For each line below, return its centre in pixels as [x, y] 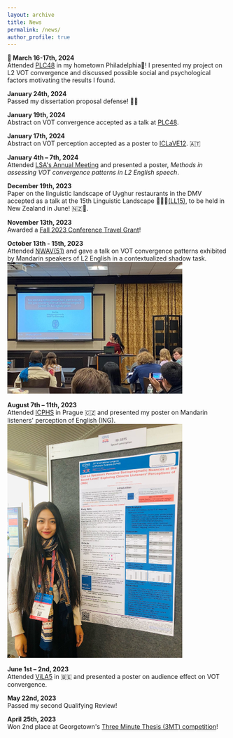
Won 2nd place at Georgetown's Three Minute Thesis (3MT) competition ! [113, 727]
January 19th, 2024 [36, 115]
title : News [24, 22]
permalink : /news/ [34, 29]
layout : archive [31, 15]
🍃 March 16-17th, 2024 [41, 58]
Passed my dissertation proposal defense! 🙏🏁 [73, 101]
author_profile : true [39, 37]
